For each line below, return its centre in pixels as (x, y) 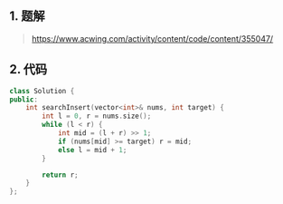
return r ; (60, 175)
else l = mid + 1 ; (92, 150)
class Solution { (42, 91)
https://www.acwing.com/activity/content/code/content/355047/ (152, 38)
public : (24, 99)
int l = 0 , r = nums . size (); (97, 116)
